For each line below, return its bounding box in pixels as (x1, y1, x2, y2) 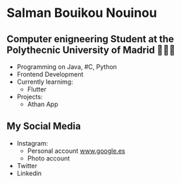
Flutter (27, 85, 46, 93)
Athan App (27, 100, 58, 108)
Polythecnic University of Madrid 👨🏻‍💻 (6, 44, 175, 56)
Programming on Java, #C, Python (16, 63, 118, 71)
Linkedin (16, 169, 42, 177)
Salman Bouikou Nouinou (6, 5, 158, 21)
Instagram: (16, 139, 49, 147)
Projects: (16, 93, 43, 101)
